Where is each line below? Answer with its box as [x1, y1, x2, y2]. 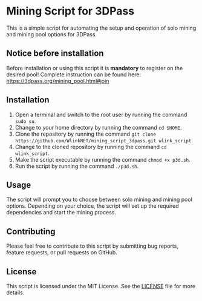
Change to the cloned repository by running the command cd [15, 143, 167, 150]
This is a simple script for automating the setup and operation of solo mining [6, 24, 197, 31]
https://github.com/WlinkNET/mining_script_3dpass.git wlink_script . [15, 136, 194, 144]
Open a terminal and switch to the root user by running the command [15, 111, 187, 118]
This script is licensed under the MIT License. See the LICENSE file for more [6, 283, 196, 289]
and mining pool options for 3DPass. [6, 30, 97, 38]
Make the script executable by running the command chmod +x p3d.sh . [15, 156, 191, 163]
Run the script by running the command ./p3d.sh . [15, 162, 139, 170]
